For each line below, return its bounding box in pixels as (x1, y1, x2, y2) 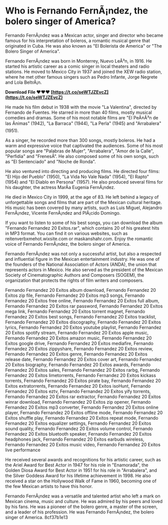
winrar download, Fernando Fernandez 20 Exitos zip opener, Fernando (5, 399, 151, 405)
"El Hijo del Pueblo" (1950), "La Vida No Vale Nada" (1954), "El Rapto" (5, 173, 149, 180)
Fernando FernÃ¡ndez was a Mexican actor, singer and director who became (5, 32, 163, 38)
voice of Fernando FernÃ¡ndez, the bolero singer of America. (5, 241, 131, 247)
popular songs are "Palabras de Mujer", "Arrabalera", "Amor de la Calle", (5, 148, 154, 154)
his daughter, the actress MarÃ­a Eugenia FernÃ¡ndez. (5, 184, 115, 190)
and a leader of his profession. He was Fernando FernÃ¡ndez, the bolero (5, 509, 154, 515)
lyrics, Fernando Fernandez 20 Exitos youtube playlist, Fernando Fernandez (5, 324, 161, 330)
